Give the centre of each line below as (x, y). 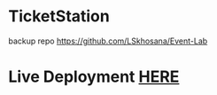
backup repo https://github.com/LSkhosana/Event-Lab (108, 41)
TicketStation (59, 16)
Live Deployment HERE (94, 77)
